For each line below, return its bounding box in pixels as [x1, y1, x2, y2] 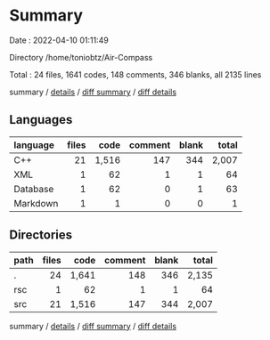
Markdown [13, 197, 59, 209]
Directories [9, 228, 73, 243]
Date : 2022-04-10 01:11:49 [9, 35, 109, 45]
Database [13, 182, 54, 195]
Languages [9, 112, 73, 127]
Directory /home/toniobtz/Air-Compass [9, 52, 153, 62]
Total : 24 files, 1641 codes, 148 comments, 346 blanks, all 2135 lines [9, 69, 262, 80]
